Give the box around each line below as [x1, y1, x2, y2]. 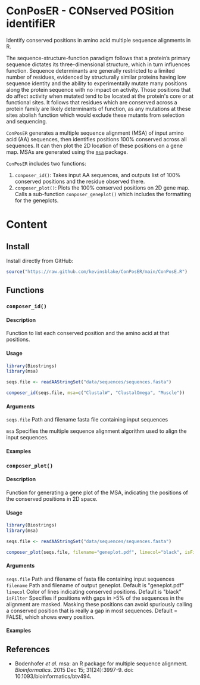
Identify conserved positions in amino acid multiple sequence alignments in [6, 36, 191, 44]
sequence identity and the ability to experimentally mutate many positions [6, 79, 187, 87]
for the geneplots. [14, 197, 59, 204]
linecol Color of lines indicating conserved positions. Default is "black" [6, 588, 182, 595]
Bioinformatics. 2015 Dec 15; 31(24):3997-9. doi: [14, 667, 134, 674]
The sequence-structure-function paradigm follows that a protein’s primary [6, 54, 190, 61]
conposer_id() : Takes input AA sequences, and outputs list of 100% [14, 171, 181, 178]
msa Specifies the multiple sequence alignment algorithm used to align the [6, 427, 187, 435]
